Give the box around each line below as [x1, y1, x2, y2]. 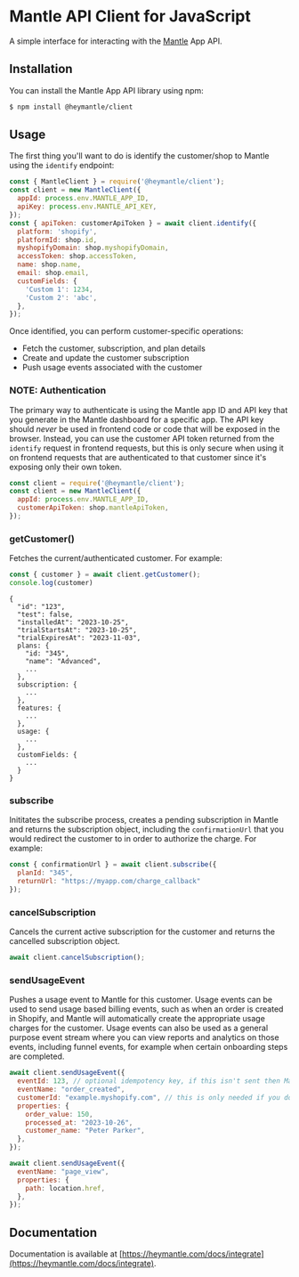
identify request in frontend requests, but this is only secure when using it [9, 443, 285, 453]
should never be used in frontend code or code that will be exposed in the [9, 423, 280, 434]
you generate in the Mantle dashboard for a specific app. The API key [9, 414, 264, 425]
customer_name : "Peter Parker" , [25, 1127, 145, 1135]
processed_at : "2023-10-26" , [25, 1118, 133, 1127]
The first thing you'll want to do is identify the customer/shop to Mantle [9, 150, 270, 161]
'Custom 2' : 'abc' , [25, 293, 98, 302]
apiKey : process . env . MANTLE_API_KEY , [17, 202, 158, 211]
